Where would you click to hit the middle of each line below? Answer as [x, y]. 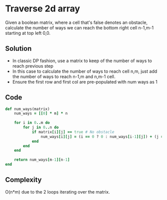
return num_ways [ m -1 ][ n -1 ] [42, 160]
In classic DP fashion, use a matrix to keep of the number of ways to [82, 61]
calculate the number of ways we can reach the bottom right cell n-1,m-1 [80, 27]
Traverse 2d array [43, 9]
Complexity [24, 180]
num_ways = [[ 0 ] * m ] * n [41, 113]
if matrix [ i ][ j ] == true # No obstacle [73, 132]
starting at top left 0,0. [28, 33]
